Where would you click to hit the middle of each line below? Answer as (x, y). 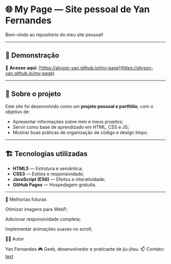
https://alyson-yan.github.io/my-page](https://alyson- (97, 68)
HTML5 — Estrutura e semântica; (48, 169)
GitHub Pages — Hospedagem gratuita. (54, 185)
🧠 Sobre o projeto (33, 94)
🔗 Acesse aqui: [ (23, 68)
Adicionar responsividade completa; (43, 219)
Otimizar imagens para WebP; (36, 209)
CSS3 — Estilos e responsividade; (48, 174)
